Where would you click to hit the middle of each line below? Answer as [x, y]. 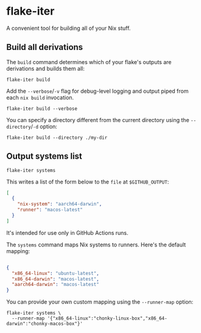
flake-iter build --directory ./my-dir [57, 138]
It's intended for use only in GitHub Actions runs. [67, 232]
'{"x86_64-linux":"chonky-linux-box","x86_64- [107, 318]
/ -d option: [44, 126]
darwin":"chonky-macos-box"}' [45, 324]
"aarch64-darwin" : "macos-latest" [55, 285]
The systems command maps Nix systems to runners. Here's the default [96, 245]
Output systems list [44, 156]
